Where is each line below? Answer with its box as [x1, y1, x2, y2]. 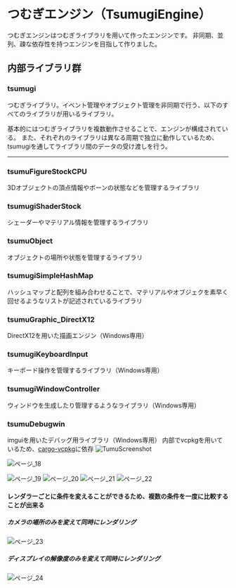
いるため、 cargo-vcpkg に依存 [7, 445, 94, 453]
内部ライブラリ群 [7, 63, 81, 74]
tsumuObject [7, 236, 53, 246]
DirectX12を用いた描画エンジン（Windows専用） [7, 332, 149, 340]
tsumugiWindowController [7, 384, 100, 394]
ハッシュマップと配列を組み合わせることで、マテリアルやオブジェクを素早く [7, 287, 228, 296]
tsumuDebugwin [7, 419, 65, 429]
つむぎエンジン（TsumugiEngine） [7, 6, 211, 22]
